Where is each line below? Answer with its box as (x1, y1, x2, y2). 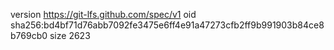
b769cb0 (10, 30, 48, 41)
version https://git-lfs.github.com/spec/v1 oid (10, 9, 197, 20)
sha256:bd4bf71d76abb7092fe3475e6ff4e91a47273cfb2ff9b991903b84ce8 (10, 19, 325, 31)
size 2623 (49, 30, 91, 41)
